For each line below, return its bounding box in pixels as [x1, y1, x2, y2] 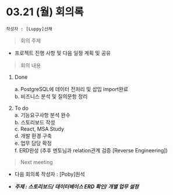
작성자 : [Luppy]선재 [6, 26, 52, 32]
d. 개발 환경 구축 [14, 132, 52, 139]
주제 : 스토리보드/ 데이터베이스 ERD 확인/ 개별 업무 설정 [14, 183, 139, 190]
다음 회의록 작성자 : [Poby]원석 [14, 170, 86, 177]
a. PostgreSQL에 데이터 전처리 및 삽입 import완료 [14, 85, 129, 92]
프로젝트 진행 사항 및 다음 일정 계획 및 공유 [14, 49, 111, 56]
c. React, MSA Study [14, 125, 64, 132]
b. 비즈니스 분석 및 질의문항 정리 [14, 93, 88, 100]
